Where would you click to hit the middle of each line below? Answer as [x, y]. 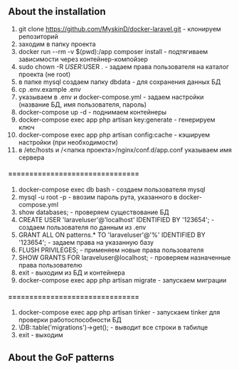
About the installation [57, 12]
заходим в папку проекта [57, 44]
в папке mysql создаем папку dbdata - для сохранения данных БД [119, 82]
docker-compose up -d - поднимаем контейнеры [92, 112]
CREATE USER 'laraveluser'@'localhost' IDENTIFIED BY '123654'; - [116, 220]
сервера [31, 157]
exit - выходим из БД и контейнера [71, 273]
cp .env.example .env [49, 89]
